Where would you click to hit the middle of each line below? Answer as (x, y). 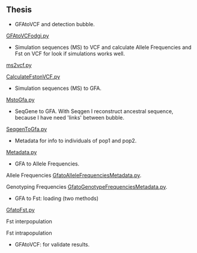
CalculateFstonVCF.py (33, 76)
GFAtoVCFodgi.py (28, 36)
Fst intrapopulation (29, 233)
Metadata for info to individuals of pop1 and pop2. (76, 140)
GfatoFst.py (20, 210)
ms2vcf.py (19, 65)
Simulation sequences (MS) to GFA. (58, 88)
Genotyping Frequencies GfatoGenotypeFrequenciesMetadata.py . (87, 186)
